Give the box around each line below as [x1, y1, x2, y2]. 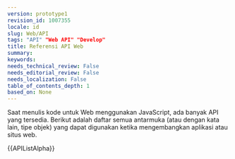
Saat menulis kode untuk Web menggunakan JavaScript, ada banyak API [7, 108, 219, 117]
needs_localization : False [7, 75, 87, 83]
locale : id [7, 23, 40, 30]
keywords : [7, 56, 37, 63]
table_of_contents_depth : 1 [7, 82, 90, 89]
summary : [7, 50, 33, 57]
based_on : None [7, 89, 52, 96]
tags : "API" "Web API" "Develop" [7, 37, 106, 44]
